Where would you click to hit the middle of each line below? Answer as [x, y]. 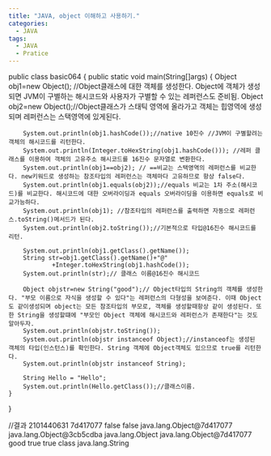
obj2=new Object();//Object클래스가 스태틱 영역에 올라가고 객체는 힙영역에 [128, 107]
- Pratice [32, 53]
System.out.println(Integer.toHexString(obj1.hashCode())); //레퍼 [138, 151]
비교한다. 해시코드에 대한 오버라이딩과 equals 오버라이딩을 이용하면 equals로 [141, 194]
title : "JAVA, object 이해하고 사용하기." [74, 16]
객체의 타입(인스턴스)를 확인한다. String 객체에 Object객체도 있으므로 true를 [125, 348]
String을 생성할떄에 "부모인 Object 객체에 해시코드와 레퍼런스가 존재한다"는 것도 [138, 315]
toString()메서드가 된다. [56, 219]
